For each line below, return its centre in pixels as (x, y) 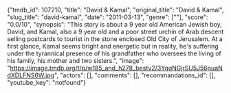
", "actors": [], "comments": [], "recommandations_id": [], (135, 75)
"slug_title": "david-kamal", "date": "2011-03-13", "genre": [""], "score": (108, 17)
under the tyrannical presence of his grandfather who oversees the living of (114, 53)
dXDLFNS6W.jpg (31, 75)
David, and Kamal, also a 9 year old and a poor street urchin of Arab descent (115, 31)
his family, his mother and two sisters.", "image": (76, 61)
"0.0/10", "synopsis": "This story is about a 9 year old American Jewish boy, (114, 24)
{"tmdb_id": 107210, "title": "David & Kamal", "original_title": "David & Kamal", (115, 10)
